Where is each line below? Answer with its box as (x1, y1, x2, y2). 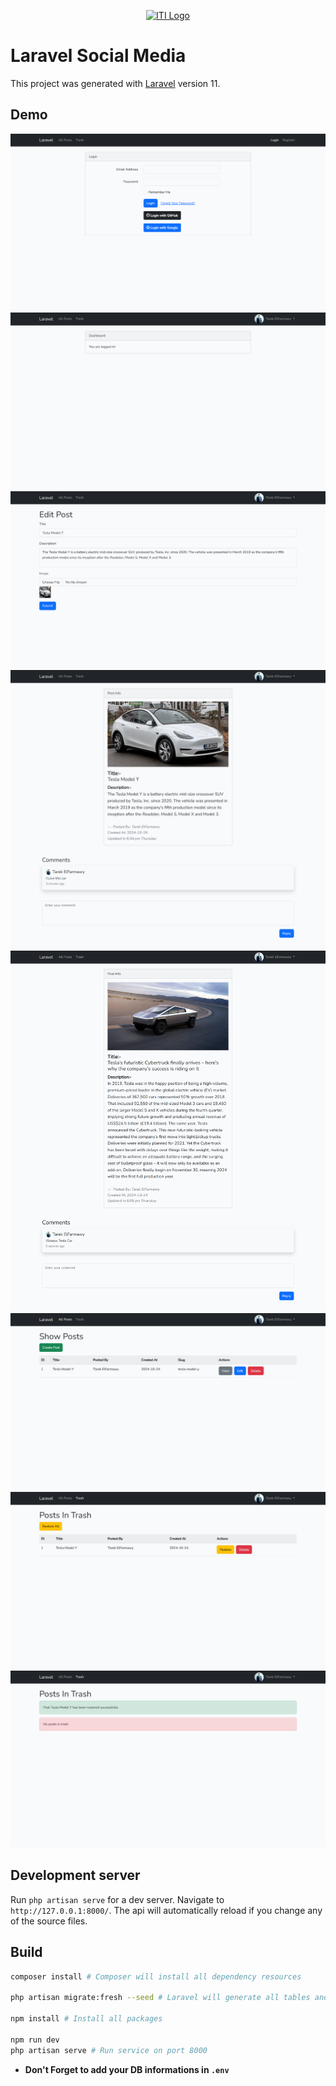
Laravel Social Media (10, 45, 187, 67)
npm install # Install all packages (10, 2014, 163, 2024)
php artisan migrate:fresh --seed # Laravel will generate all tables (10, 1993, 311, 2003)
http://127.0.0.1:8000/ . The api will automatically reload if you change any (10, 1904, 323, 1916)
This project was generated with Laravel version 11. (10, 77, 221, 89)
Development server (10, 1867, 141, 1884)
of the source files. (10, 1915, 88, 1927)
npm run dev (10, 2035, 60, 2045)
